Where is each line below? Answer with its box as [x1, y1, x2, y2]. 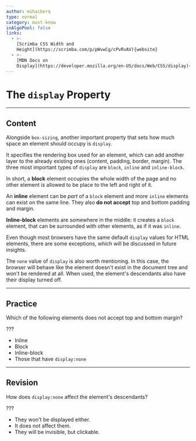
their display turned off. [6, 276, 62, 283]
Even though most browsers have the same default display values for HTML [6, 234, 190, 241]
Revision [6, 378, 38, 388]
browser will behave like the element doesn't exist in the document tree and [6, 264, 188, 271]
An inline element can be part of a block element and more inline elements [6, 193, 188, 200]
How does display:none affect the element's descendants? [6, 393, 148, 400]
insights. [6, 246, 27, 254]
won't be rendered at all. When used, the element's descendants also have [6, 270, 186, 277]
